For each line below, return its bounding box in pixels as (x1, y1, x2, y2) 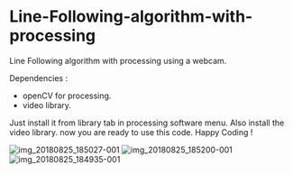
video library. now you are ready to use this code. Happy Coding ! (9, 126, 253, 137)
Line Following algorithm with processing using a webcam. (9, 55, 227, 66)
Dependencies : (9, 72, 69, 83)
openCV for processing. (22, 90, 112, 101)
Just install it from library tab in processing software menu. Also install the (9, 117, 285, 128)
